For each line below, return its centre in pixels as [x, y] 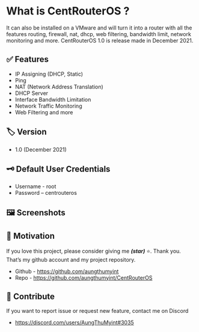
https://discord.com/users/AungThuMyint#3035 [74, 322]
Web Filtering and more [44, 112]
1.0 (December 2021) [41, 149]
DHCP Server [32, 93]
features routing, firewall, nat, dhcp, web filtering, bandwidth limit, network [99, 34]
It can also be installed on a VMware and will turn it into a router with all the [99, 28]
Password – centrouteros [46, 193]
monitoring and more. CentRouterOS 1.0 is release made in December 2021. [100, 40]
